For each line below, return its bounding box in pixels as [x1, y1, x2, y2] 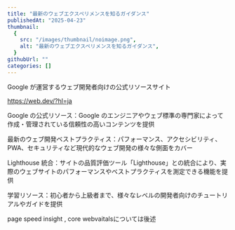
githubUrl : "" [7, 56, 49, 63]
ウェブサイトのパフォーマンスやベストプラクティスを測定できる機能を [19, 167, 222, 175]
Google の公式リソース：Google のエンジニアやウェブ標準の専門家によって [7, 111, 224, 119]
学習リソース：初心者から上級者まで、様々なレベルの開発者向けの [7, 191, 198, 199]
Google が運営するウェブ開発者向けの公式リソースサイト [7, 82, 171, 91]
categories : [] [7, 62, 52, 69]
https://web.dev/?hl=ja [7, 96, 72, 105]
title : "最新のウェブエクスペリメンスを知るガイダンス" [7, 10, 149, 18]
